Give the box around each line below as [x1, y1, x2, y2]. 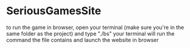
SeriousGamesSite [6, 4, 102, 18]
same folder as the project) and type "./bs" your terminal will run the [6, 30, 175, 37]
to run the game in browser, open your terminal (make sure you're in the [6, 24, 185, 31]
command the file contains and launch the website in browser [6, 36, 159, 43]
